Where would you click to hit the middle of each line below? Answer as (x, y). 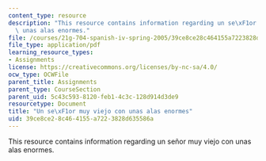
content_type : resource (47, 15)
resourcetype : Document (47, 104)
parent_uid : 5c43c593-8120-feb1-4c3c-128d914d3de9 (93, 97)
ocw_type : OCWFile (38, 75)
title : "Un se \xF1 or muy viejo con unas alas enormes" (101, 112)
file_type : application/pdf (55, 45)
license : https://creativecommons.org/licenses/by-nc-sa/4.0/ (113, 67)
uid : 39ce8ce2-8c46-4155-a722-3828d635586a (81, 119)
